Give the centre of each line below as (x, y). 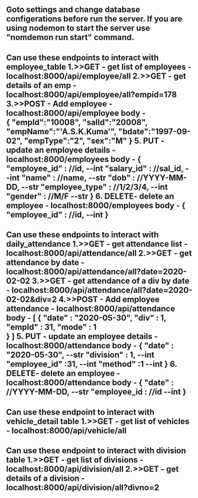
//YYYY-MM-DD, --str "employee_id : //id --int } (96, 392)
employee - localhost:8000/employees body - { (96, 206)
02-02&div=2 (32, 300)
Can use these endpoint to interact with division (96, 450)
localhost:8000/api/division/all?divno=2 (83, 487)
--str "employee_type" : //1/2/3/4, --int (95, 187)
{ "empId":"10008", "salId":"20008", (77, 122)
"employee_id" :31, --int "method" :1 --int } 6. (92, 364)
